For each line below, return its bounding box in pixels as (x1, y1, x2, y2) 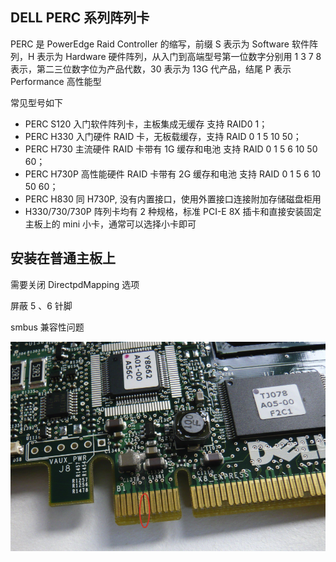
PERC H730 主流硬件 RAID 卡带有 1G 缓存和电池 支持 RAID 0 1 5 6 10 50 (24, 143, 318, 155)
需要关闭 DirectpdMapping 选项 (10, 278, 140, 290)
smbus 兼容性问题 (10, 321, 85, 333)
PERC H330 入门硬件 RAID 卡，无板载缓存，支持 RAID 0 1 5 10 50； (24, 130, 302, 142)
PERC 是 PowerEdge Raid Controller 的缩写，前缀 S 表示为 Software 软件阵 (10, 38, 318, 50)
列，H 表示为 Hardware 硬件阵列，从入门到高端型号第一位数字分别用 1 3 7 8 (10, 50, 322, 62)
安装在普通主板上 (10, 250, 116, 267)
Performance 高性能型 (10, 75, 102, 87)
